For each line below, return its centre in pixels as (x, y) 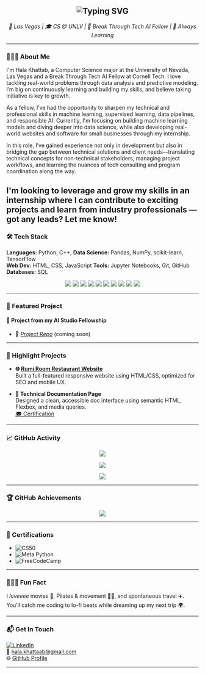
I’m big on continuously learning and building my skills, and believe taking (99, 90)
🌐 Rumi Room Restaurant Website (59, 369)
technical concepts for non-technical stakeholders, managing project (93, 159)
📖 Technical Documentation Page (58, 394)
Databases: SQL (27, 271)
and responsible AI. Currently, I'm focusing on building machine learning (97, 121)
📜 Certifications (30, 534)
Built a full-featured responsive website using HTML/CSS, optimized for (105, 376)
